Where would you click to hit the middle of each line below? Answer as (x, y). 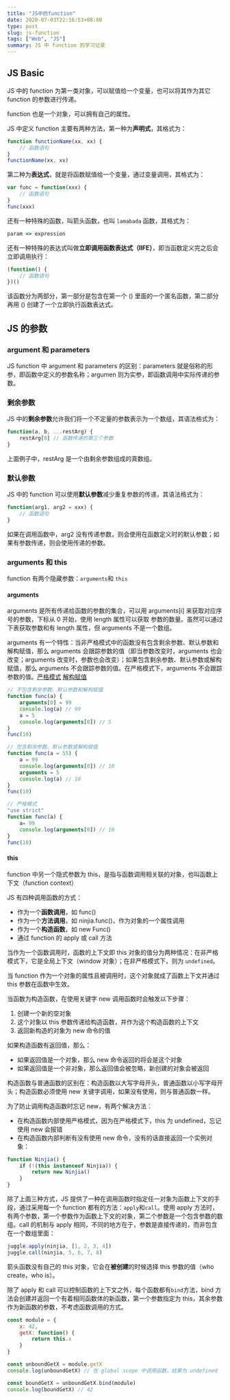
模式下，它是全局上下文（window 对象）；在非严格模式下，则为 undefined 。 (113, 961)
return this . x (52, 1339)
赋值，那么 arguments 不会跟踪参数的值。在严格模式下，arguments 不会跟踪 (115, 668)
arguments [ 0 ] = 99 (46, 703)
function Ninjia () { (37, 1159)
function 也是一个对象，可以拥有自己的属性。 (71, 113)
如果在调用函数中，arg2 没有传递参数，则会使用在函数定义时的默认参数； (110, 534)
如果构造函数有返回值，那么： (49, 1045)
